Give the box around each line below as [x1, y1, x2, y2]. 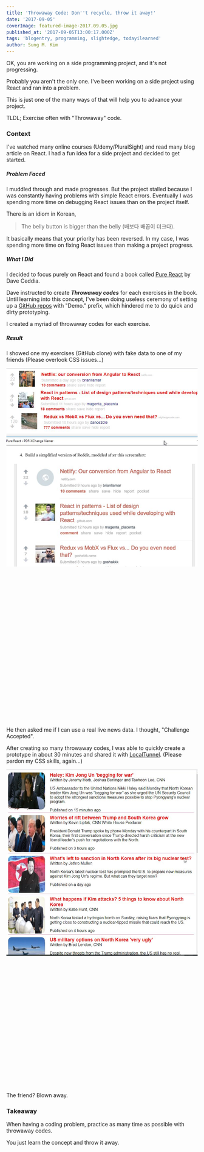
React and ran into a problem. [6, 84, 81, 91]
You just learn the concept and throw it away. [6, 1139, 120, 1147]
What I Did [6, 255, 33, 263]
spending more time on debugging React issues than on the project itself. [6, 199, 190, 206]
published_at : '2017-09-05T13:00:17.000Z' [6, 29, 115, 35]
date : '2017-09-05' [6, 16, 56, 23]
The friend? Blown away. [6, 1091, 69, 1099]
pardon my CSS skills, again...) [6, 757, 83, 765]
